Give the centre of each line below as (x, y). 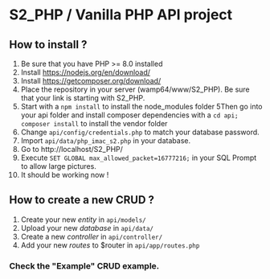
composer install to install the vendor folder (94, 123)
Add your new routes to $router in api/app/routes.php (110, 245)
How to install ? (48, 45)
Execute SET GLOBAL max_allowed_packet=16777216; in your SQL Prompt (139, 158)
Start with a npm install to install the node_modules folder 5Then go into (142, 107)
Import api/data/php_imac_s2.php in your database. (106, 141)
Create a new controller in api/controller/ (92, 236)
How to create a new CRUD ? (82, 200)
